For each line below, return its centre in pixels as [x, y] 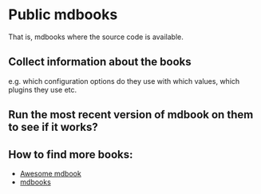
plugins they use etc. [43, 89]
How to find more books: [71, 154]
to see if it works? [53, 127]
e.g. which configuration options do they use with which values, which [124, 81]
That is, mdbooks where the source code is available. [96, 37]
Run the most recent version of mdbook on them [131, 115]
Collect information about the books [100, 62]
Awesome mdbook [50, 173]
